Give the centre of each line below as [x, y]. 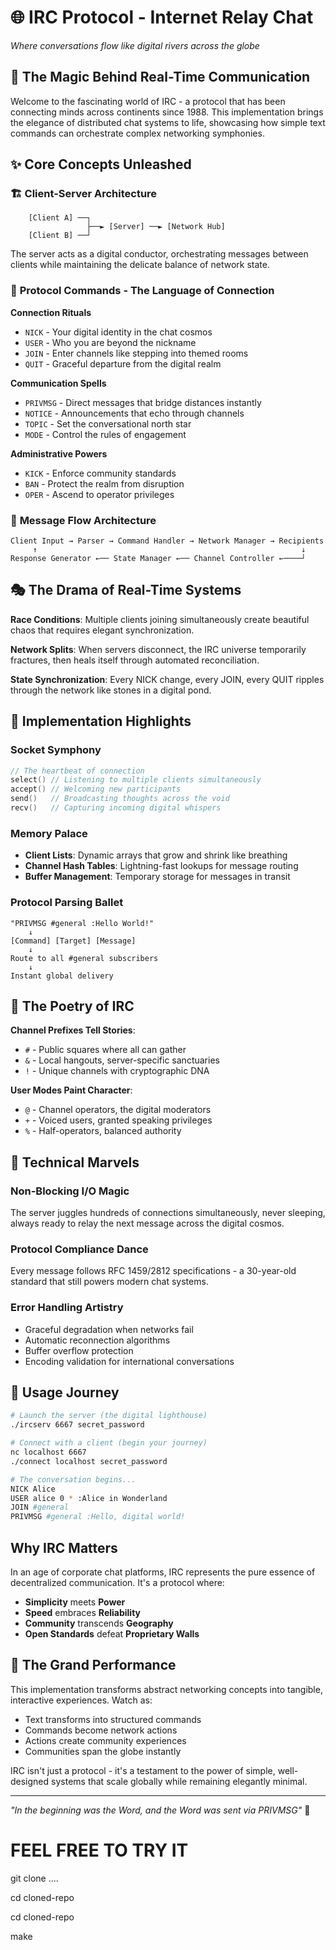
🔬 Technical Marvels [75, 1162]
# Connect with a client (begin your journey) [109, 1443]
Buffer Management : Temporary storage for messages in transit [157, 877]
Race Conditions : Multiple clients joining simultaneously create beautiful [160, 619]
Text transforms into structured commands [113, 1719]
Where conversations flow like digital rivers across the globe [135, 45]
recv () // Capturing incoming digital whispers [116, 808]
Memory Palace [49, 833]
